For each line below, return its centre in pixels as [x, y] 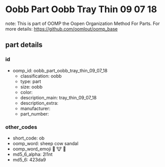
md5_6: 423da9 [29, 159]
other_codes [21, 127]
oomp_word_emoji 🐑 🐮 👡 [39, 149]
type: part [31, 81]
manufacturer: [35, 108]
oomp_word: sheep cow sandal [45, 143]
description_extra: [39, 103]
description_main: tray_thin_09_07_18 [58, 97]
